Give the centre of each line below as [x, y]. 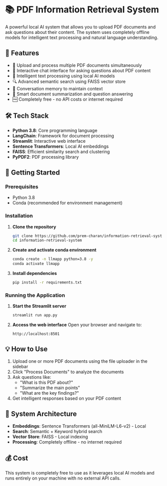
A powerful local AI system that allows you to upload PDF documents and [81, 27]
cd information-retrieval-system [47, 241]
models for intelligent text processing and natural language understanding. [82, 37]
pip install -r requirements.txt [47, 282]
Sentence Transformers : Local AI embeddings [60, 146]
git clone [23, 236]
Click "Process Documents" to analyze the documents [68, 372]
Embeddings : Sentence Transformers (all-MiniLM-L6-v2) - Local [79, 426]
